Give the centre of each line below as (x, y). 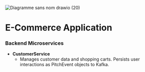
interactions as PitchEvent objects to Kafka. (65, 65)
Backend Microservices (34, 43)
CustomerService (31, 54)
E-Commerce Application (59, 28)
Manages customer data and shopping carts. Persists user (80, 59)
